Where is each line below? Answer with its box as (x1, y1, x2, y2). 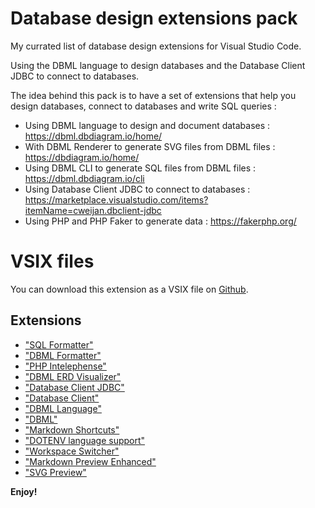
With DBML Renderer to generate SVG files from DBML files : (24, 140, 276, 152)
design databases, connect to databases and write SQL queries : (10, 100, 277, 112)
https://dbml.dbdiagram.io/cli (24, 172, 145, 184)
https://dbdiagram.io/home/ (24, 151, 140, 163)
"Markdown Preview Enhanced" (24, 455, 157, 467)
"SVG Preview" (24, 466, 87, 478)
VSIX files (10, 250, 95, 273)
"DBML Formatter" (24, 349, 102, 361)
